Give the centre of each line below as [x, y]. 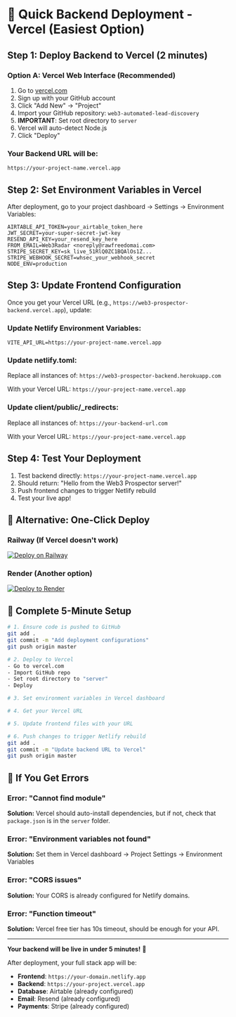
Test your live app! [44, 498]
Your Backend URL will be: [53, 153]
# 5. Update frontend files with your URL [70, 724]
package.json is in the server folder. [59, 820]
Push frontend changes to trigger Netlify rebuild [87, 490]
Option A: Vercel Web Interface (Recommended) [91, 75]
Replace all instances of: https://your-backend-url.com [87, 423]
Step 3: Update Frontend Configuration [94, 285]
